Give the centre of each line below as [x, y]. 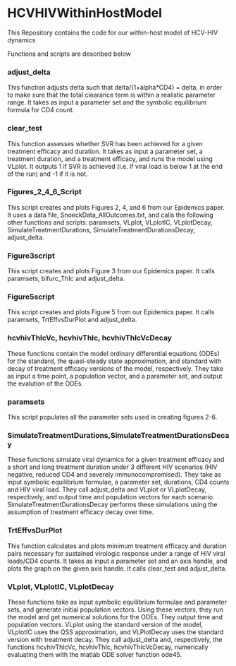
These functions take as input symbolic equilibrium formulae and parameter [117, 602]
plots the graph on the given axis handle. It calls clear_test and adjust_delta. [117, 568]
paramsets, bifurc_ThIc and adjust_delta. [66, 279]
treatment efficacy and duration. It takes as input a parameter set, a [105, 151]
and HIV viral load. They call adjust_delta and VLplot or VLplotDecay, [107, 489]
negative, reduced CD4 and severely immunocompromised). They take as [114, 475]
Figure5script [31, 297]
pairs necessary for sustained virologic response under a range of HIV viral [116, 553]
